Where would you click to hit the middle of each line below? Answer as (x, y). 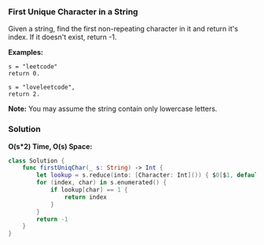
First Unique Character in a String (73, 12)
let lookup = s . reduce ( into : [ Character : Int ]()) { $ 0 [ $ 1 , (135, 175)
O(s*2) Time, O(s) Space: (50, 146)
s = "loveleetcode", (42, 88)
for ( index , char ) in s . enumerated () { (102, 183)
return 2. (24, 94)
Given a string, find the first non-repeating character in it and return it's (123, 29)
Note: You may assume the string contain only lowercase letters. (113, 109)
